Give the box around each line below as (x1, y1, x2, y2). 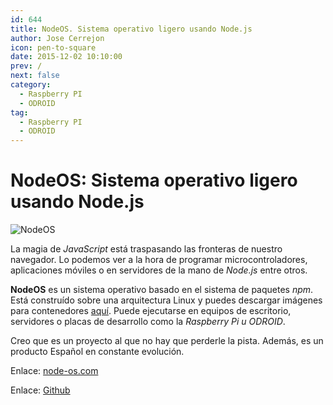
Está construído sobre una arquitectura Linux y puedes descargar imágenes (10, 294, 323, 306)
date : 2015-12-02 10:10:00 (10, 52, 123, 62)
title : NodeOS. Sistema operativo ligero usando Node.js (10, 24, 253, 34)
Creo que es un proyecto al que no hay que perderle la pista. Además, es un (10, 335, 324, 347)
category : (10, 80, 52, 90)
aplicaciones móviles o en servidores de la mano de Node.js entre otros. (10, 264, 308, 276)
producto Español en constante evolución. (10, 346, 185, 358)
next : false (10, 71, 60, 81)
